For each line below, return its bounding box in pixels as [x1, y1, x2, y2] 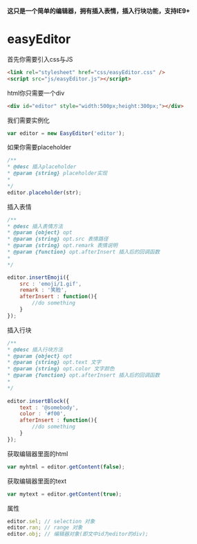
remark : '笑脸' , [19, 287, 68, 293]
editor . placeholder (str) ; [7, 189, 82, 196]
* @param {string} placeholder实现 [7, 170, 108, 177]
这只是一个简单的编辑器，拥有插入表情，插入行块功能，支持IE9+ [7, 7, 191, 15]
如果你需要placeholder [7, 143, 72, 152]
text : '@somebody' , [19, 404, 79, 411]
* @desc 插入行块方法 [7, 346, 64, 353]
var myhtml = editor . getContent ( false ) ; [7, 463, 126, 470]
